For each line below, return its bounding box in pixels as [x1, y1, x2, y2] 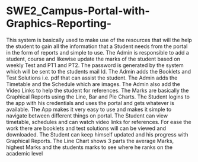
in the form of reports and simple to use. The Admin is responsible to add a [6, 49, 190, 56]
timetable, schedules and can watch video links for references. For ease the [6, 118, 191, 125]
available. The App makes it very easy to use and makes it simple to [6, 106, 172, 113]
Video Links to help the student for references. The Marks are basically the [6, 87, 189, 94]
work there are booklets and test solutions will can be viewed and [6, 125, 166, 132]
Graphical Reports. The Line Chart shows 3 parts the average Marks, [6, 137, 174, 144]
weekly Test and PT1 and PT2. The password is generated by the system [6, 61, 184, 69]
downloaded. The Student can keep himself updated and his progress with [6, 131, 189, 138]
